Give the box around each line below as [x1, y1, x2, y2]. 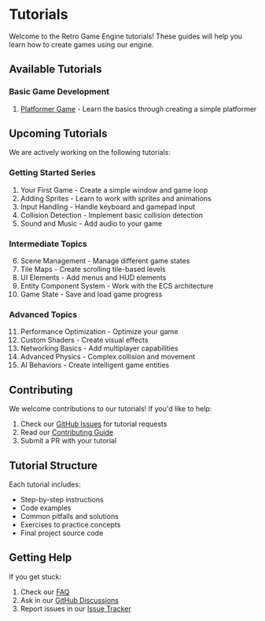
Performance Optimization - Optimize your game [20, 327, 179, 336]
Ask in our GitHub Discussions [20, 595, 119, 604]
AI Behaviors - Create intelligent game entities [20, 360, 170, 370]
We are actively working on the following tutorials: [9, 148, 171, 157]
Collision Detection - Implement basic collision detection [20, 210, 204, 219]
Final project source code [20, 528, 104, 538]
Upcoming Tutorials [9, 127, 108, 141]
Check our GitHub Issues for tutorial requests [20, 419, 167, 429]
